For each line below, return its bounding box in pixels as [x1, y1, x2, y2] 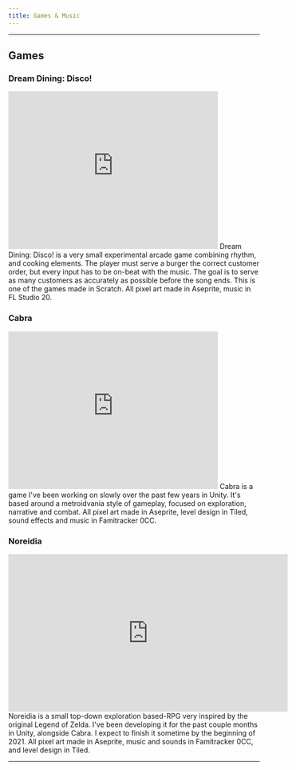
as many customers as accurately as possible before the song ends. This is [8, 275, 256, 285]
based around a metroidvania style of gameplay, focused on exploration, [8, 498, 247, 508]
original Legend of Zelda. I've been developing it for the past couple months [8, 720, 258, 729]
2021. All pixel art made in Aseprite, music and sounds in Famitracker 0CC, [8, 736, 254, 746]
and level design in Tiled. [8, 745, 90, 755]
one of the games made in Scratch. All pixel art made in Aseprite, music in [8, 284, 251, 294]
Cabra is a [219, 481, 254, 491]
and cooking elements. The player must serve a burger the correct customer [8, 259, 260, 268]
